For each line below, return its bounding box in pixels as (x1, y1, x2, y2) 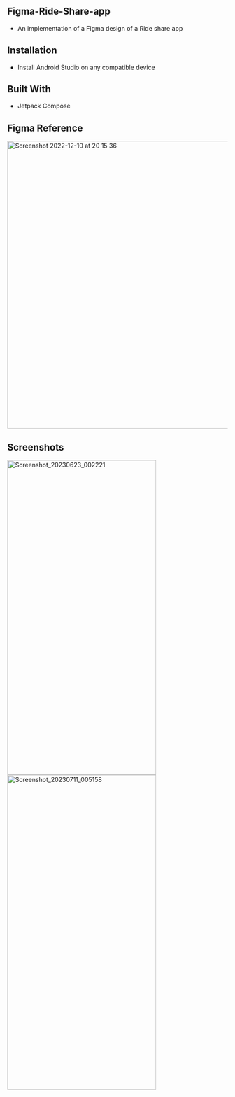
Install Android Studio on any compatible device (17, 63, 155, 71)
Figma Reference (7, 122, 83, 134)
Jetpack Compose (17, 101, 71, 111)
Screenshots (7, 441, 64, 453)
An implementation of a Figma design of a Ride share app (17, 24, 183, 32)
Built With (7, 83, 51, 95)
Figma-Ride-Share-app (7, 6, 111, 17)
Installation (7, 45, 57, 57)
